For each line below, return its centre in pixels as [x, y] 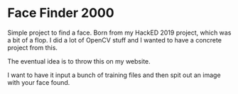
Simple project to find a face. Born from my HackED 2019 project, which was [119, 33]
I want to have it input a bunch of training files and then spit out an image [114, 75]
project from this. [33, 47]
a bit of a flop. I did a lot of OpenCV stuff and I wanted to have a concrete [115, 40]
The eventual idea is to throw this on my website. [79, 61]
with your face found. [39, 82]
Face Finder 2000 [61, 13]
